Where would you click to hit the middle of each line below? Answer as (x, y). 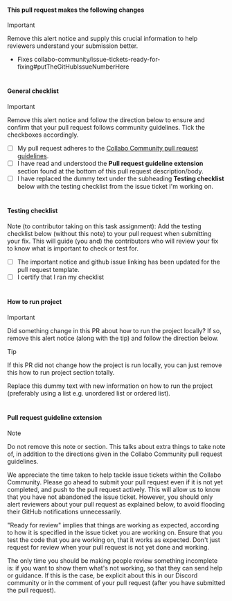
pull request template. (48, 270)
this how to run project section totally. (61, 372)
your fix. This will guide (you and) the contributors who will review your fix (113, 241)
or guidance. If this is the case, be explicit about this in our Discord (102, 575)
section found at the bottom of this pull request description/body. (110, 171)
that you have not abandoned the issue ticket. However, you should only (110, 497)
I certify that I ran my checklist (61, 277)
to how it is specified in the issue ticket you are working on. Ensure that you (115, 532)
